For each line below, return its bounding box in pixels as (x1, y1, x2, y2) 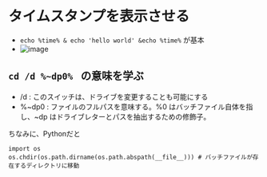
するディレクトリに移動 (14, 161, 80, 170)
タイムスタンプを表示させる (8, 7, 190, 26)
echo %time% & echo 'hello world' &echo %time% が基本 (19, 35, 205, 45)
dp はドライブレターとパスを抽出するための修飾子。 (38, 112, 211, 121)
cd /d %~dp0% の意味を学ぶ (8, 69, 144, 83)
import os (8, 144, 42, 152)
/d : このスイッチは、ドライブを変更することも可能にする (19, 92, 209, 101)
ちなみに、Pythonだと (8, 128, 82, 138)
